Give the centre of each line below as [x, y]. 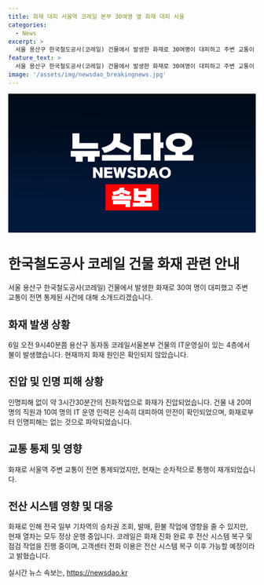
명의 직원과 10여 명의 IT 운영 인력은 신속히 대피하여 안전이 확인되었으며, [117, 411]
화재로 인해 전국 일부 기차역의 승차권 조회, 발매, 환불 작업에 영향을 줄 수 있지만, [128, 527]
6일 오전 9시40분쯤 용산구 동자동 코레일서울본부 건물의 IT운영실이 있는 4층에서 [129, 345]
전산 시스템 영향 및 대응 [61, 506]
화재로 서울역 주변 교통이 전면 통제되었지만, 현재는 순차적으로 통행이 [112, 469]
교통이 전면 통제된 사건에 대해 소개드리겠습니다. [81, 298]
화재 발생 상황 [39, 325]
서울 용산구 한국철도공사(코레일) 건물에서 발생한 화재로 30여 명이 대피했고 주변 [128, 287]
